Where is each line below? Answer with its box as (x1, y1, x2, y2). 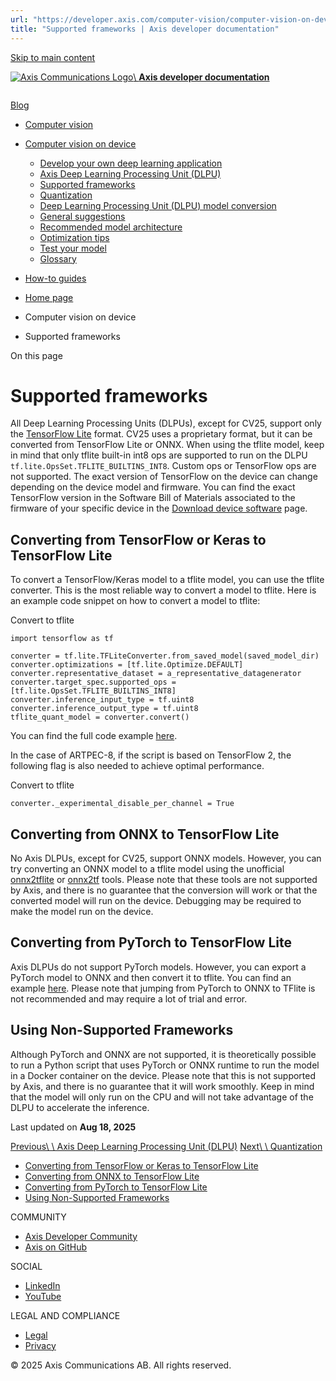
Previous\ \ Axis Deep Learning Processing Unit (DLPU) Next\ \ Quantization (10, 1140, 323, 1152)
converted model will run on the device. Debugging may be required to (10, 895, 302, 907)
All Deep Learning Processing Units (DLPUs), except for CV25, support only (10, 417, 322, 430)
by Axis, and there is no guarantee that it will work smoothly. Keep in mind (10, 1080, 315, 1092)
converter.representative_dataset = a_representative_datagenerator (10, 669, 302, 679)
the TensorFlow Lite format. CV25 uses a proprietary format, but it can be (10, 428, 313, 440)
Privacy (24, 1339, 57, 1351)
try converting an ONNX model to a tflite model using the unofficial (10, 863, 285, 875)
